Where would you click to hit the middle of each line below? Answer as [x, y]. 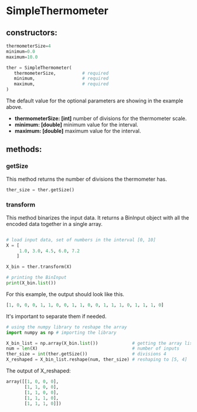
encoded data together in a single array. [54, 224]
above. [14, 107]
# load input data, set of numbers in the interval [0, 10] [81, 240]
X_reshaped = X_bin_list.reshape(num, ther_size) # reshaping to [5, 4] [97, 360]
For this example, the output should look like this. [65, 294]
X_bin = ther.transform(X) [39, 267]
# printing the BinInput [36, 278]
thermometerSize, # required [61, 73]
